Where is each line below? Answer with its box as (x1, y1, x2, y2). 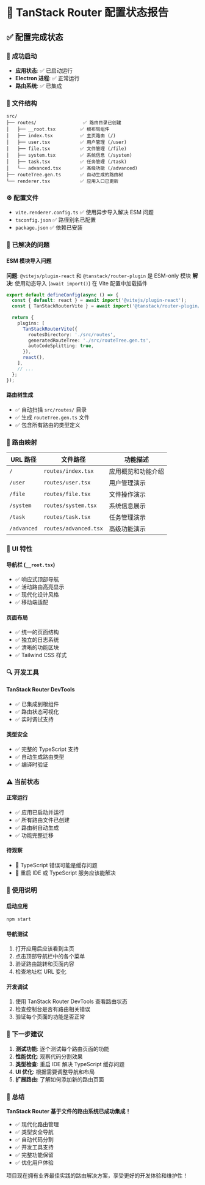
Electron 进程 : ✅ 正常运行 (15, 74, 80, 81)
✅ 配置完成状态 (6, 32, 63, 42)
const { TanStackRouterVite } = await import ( (12, 303, 132, 309)
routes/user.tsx (43, 479, 91, 486)
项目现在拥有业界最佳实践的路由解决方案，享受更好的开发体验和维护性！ (6, 1172, 188, 1179)
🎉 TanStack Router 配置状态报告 (6, 6, 169, 20)
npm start (6, 916, 32, 922)
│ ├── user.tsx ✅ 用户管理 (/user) (6, 139, 127, 146)
